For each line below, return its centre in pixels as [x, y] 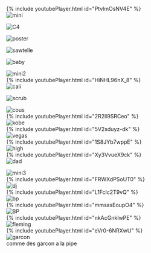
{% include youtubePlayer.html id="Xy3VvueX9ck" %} [74, 155]
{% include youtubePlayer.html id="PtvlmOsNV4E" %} [74, 9]
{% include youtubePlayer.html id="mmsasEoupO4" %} [75, 205]
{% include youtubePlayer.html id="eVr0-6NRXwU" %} [75, 231]
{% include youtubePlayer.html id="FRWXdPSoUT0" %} [75, 179]
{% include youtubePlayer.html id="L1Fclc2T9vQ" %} [72, 192]
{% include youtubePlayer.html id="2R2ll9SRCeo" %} [72, 116]
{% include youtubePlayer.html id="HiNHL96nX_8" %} [74, 80]
